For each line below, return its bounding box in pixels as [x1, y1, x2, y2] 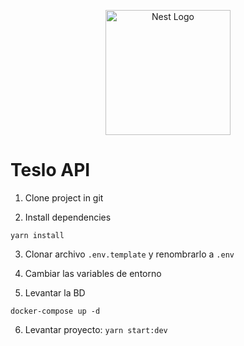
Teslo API [10, 159, 91, 182]
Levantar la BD [24, 286, 86, 299]
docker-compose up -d [10, 306, 101, 316]
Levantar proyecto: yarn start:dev [24, 323, 168, 335]
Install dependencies [24, 211, 112, 223]
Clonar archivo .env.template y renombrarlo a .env [24, 248, 235, 260]
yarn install [10, 230, 65, 240]
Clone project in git [24, 191, 104, 204]
